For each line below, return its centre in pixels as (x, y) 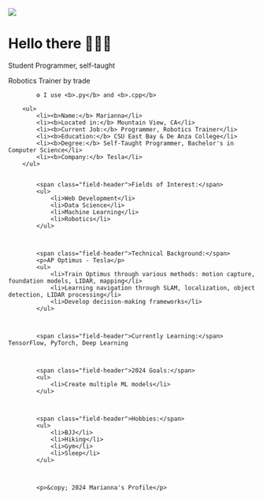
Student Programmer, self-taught (62, 65)
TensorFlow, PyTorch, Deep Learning (68, 343)
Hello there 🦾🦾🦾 (60, 44)
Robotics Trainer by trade (49, 80)
